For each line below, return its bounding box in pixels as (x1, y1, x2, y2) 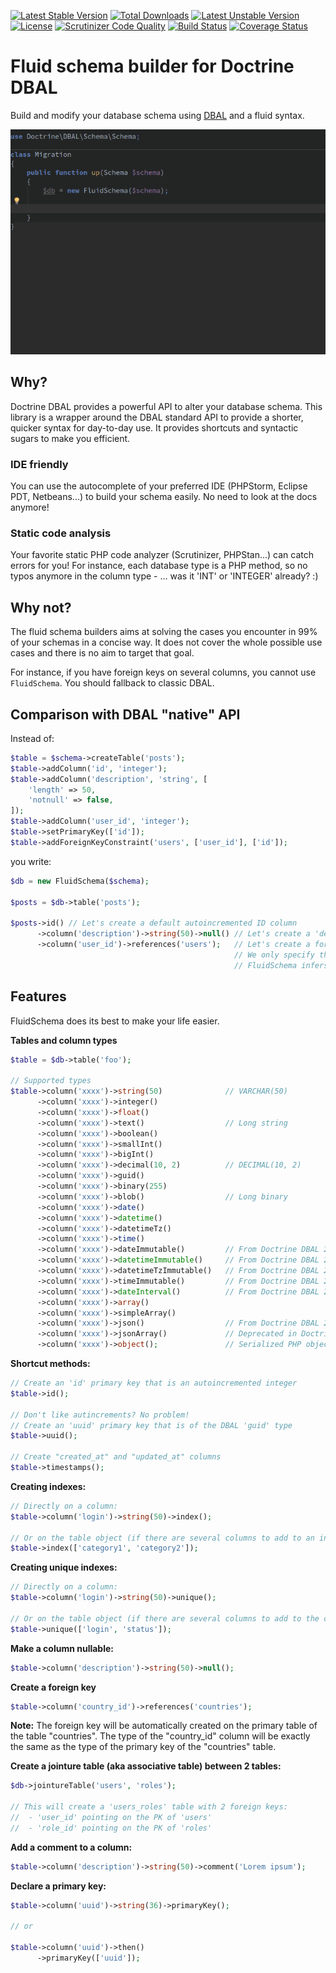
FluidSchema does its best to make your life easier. (10, 1015, 220, 1027)
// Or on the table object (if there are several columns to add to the (10, 1613, 320, 1624)
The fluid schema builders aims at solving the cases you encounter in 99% (10, 626, 318, 638)
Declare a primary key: (10, 1880, 107, 1892)
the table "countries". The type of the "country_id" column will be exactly (10, 1730, 311, 1742)
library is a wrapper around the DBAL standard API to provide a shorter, (10, 411, 304, 423)
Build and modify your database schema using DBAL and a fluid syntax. (10, 109, 305, 121)
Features (10, 988, 67, 1005)
